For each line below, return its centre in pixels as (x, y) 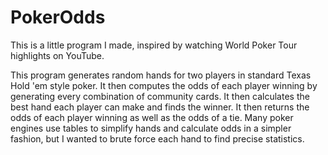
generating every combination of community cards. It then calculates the (160, 96)
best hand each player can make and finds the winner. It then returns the (160, 107)
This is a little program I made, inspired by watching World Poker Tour (154, 45)
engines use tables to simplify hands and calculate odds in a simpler (151, 128)
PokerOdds (58, 17)
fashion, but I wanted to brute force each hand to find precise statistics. (157, 138)
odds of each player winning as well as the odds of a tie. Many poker (152, 117)
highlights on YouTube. (57, 55)
